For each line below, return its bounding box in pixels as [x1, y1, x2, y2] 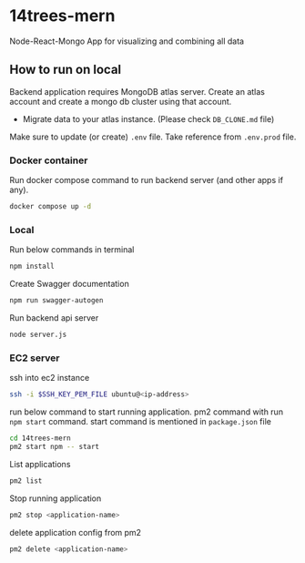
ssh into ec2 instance [9, 373, 90, 384]
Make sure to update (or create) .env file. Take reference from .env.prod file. [9, 131, 297, 142]
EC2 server [9, 352, 60, 364]
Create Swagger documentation [9, 279, 129, 290]
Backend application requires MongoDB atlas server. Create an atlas [9, 86, 266, 97]
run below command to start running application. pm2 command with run [9, 406, 284, 417]
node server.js [9, 330, 67, 339]
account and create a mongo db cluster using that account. [9, 96, 232, 107]
